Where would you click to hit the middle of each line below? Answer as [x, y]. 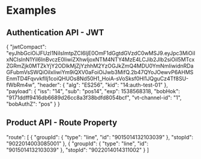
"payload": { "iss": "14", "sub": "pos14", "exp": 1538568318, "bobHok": [93, 91]
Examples [31, 10]
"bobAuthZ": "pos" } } [33, 104]
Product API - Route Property [62, 123]
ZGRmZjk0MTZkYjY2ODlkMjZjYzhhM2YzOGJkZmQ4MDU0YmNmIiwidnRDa [100, 66]
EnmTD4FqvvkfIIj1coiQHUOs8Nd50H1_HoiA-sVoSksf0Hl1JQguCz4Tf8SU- [97, 79]
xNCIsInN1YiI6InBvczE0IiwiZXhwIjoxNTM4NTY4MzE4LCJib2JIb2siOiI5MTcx [100, 59]
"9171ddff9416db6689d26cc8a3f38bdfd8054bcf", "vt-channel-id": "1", [94, 97]
